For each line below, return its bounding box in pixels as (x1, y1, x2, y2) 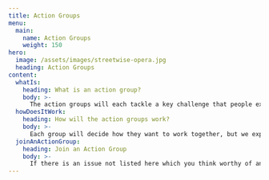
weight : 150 (22, 41, 62, 49)
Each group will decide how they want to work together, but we (29, 130, 249, 138)
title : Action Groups (8, 11, 81, 20)
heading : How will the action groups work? (22, 115, 171, 123)
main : (15, 26, 34, 34)
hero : (8, 49, 26, 57)
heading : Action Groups (15, 64, 94, 72)
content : (8, 71, 38, 79)
